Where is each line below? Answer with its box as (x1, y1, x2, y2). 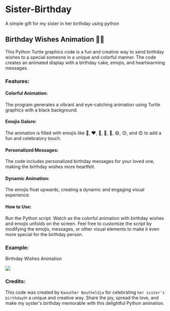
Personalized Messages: (5, 147, 59, 153)
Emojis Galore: (5, 119, 37, 125)
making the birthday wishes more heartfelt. (5, 164, 96, 170)
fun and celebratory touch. (5, 135, 62, 142)
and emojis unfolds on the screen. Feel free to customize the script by (5, 220, 152, 227)
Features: (5, 77, 30, 84)
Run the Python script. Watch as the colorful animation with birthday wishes (5, 215, 164, 221)
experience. (5, 192, 31, 198)
